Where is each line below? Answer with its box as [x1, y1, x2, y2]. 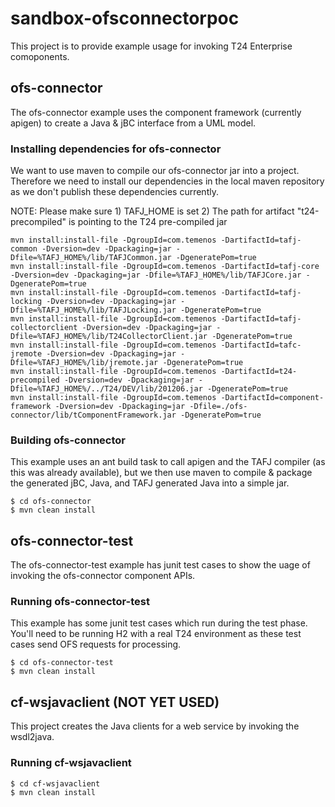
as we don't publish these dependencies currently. [10, 186, 219, 198]
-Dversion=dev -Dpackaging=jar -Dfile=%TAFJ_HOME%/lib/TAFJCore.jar [10, 270, 302, 281]
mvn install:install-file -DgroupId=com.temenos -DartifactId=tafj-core [10, 262, 320, 272]
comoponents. [10, 50, 70, 62]
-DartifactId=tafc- [220, 340, 302, 351]
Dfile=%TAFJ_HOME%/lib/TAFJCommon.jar [10, 253, 172, 263]
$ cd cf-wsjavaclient [10, 778, 101, 789]
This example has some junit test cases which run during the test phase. [10, 617, 308, 629]
